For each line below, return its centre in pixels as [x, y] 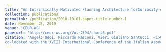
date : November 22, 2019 [31, 24]
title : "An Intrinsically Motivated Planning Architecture [67, 10]
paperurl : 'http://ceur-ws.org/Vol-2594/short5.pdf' [61, 33]
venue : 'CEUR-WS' [23, 28]
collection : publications [32, 14]
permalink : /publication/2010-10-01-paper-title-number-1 [66, 19]
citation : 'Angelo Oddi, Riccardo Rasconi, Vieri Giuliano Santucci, [78, 38]
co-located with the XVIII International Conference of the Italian [77, 42]
